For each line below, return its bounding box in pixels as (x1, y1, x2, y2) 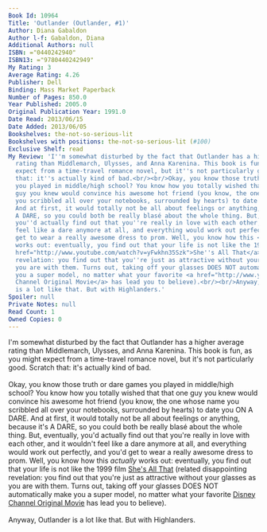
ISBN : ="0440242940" (8, 49, 77, 57)
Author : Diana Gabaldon (8, 26, 87, 34)
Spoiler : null (8, 293, 56, 301)
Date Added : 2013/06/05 (8, 123, 87, 131)
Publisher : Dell (8, 78, 62, 86)
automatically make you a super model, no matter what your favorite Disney (8, 489, 256, 499)
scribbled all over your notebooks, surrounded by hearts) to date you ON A (8, 405, 253, 414)
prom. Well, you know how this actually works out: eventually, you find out (8, 456, 252, 465)
